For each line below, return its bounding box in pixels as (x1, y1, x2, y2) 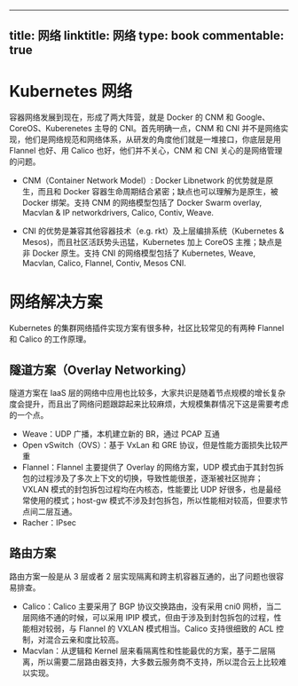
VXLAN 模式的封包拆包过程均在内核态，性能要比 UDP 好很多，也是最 (21, 485, 274, 495)
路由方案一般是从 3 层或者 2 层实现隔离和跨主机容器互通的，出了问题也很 (9, 571, 277, 581)
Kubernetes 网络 (9, 81, 133, 101)
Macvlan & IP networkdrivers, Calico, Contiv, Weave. (21, 208, 215, 218)
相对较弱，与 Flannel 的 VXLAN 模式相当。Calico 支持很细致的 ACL (29, 623, 274, 634)
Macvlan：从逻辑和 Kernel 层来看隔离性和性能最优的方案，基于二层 (21, 645, 268, 656)
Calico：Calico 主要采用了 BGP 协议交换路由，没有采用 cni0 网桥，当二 (21, 601, 282, 611)
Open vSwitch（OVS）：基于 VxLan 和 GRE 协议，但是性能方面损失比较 (21, 440, 281, 451)
